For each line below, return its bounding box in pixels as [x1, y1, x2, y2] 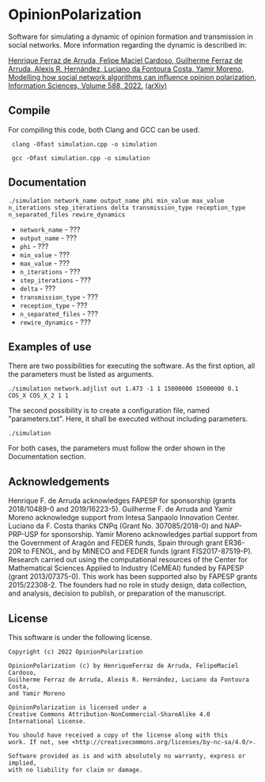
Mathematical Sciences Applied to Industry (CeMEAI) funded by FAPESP [8, 563, 244, 573]
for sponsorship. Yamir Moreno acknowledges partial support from [40, 530, 258, 539]
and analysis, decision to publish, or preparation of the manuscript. [8, 588, 227, 598]
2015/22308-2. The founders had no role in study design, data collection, [8, 581, 248, 590]
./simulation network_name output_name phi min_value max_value [8, 197, 225, 205]
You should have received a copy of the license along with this [8, 731, 228, 739]
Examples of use [8, 339, 92, 354]
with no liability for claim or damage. [8, 766, 144, 774]
